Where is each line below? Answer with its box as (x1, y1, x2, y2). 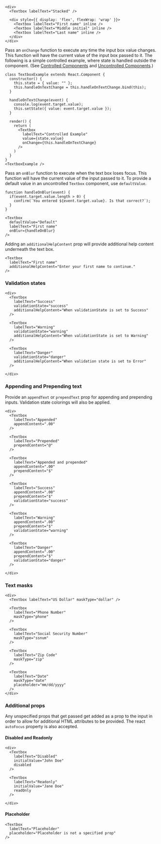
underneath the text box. (5, 246, 55, 252)
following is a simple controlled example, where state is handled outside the (5, 57, 157, 63)
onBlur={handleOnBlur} (9, 228, 55, 233)
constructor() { (9, 76, 42, 81)
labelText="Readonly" (14, 780, 57, 785)
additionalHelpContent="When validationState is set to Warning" (14, 334, 149, 338)
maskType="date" (14, 678, 47, 683)
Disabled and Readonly (5, 734, 53, 740)
